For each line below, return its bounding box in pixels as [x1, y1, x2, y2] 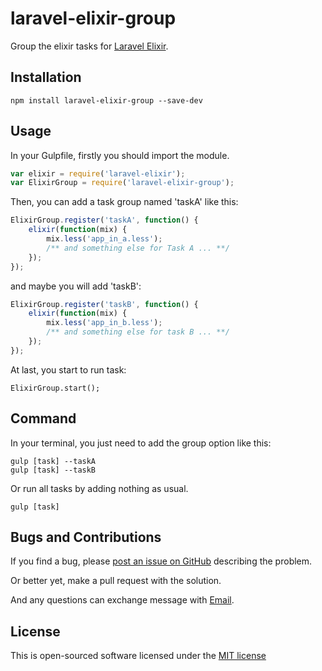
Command [10, 410, 77, 427]
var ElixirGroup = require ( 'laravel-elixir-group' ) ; [10, 178, 235, 188]
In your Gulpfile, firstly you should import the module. [10, 149, 230, 161]
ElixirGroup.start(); [10, 383, 101, 393]
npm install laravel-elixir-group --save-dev [10, 95, 203, 106]
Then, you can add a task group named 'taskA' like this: [10, 196, 239, 208]
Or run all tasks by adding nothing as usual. [10, 482, 189, 494]
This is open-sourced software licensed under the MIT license [10, 650, 267, 662]
